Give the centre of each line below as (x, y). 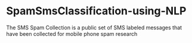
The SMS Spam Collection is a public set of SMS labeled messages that (94, 27)
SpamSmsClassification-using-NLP (96, 11)
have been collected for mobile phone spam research (72, 33)
